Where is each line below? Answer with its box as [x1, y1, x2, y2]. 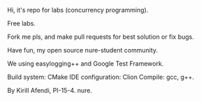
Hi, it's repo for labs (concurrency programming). [7, 6, 149, 14]
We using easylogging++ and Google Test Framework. [7, 59, 164, 68]
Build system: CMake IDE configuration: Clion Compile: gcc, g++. [7, 73, 195, 81]
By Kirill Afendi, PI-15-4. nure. [7, 86, 93, 94]
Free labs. [7, 19, 36, 27]
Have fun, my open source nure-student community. [7, 46, 158, 54]
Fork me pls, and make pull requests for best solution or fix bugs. [7, 33, 194, 41]
